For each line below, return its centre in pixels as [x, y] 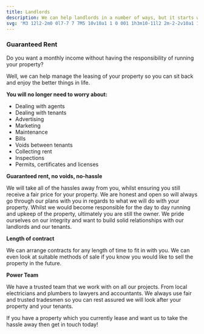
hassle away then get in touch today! [52, 324]
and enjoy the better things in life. [48, 82]
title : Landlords [28, 12]
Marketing [28, 125]
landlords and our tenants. [39, 226]
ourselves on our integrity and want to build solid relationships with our [95, 220]
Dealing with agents [40, 106]
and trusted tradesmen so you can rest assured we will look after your [94, 299]
